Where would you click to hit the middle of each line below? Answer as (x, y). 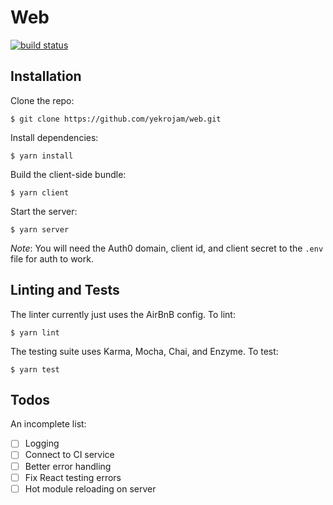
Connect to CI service (69, 455)
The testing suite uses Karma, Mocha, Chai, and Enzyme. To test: (144, 351)
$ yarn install (42, 156)
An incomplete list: (48, 424)
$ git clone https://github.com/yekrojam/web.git (116, 119)
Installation (46, 76)
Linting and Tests (65, 290)
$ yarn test (35, 369)
